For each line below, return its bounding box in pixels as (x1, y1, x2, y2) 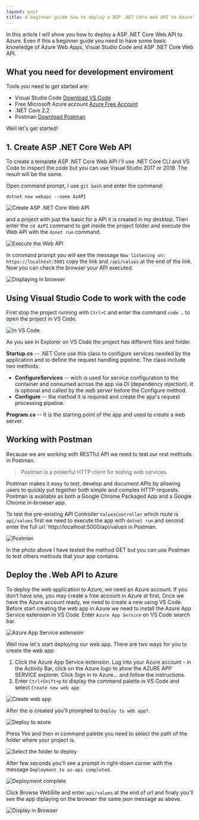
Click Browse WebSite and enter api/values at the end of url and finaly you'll (6, 788, 194, 796)
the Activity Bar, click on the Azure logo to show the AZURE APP (14, 664, 172, 672)
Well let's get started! (6, 125, 58, 132)
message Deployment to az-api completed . (6, 766, 112, 773)
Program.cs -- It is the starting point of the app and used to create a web (6, 411, 185, 418)
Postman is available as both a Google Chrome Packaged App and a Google (6, 493, 192, 500)
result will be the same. (6, 171, 63, 178)
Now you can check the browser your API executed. (6, 264, 134, 271)
